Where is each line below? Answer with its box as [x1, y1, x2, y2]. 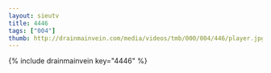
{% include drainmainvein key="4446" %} [8, 56, 148, 66]
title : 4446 [8, 19, 48, 27]
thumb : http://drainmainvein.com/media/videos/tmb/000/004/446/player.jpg [8, 34, 265, 43]
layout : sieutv [8, 11, 60, 20]
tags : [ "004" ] [8, 26, 56, 34]
